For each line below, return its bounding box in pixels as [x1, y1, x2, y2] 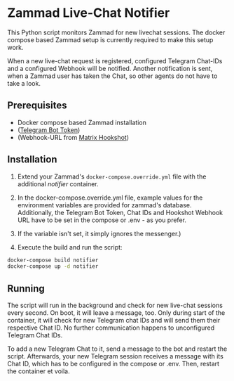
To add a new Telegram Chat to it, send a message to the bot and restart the [7, 344, 228, 353]
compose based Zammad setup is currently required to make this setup [7, 35, 214, 44]
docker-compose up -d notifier [7, 263, 99, 270]
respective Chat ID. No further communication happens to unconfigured [7, 323, 215, 332]
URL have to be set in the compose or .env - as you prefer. [17, 216, 187, 224]
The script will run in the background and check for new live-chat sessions [7, 301, 223, 310]
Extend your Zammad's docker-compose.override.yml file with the [17, 172, 207, 181]
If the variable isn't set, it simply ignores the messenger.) [17, 229, 181, 238]
